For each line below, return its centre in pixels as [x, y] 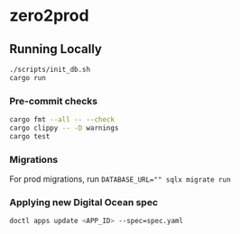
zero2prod [49, 16]
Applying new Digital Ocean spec [84, 202]
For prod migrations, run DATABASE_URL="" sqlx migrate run [120, 179]
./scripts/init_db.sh [50, 69]
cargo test [30, 136]
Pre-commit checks [53, 101]
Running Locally [55, 49]
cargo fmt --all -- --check [62, 120]
